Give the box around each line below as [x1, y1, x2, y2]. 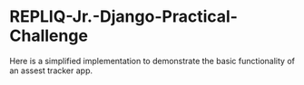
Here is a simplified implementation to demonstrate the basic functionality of [9, 55, 295, 66]
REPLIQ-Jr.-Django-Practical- [9, 6, 239, 27]
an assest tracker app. [9, 65, 93, 76]
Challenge [9, 25, 89, 46]
